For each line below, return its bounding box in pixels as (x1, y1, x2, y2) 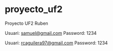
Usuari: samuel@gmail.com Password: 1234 (5, 30, 97, 36)
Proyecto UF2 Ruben (5, 20, 49, 26)
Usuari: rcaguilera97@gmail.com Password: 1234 (5, 39, 108, 46)
